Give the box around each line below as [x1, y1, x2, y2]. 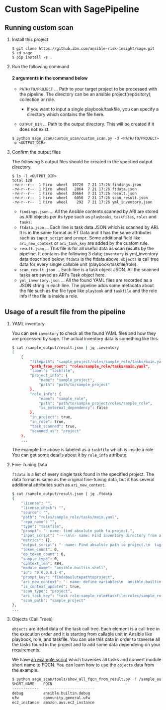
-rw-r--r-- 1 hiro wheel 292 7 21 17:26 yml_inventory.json [11, 200, 153, 205]
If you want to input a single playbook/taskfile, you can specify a [26, 106, 159, 112]
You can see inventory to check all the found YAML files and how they [11, 330, 156, 336]
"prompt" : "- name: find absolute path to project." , [21, 528, 135, 533]
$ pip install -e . [11, 55, 53, 60]
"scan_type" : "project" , [21, 589, 73, 594]
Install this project [11, 36, 49, 42]
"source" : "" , [21, 510, 50, 515]
